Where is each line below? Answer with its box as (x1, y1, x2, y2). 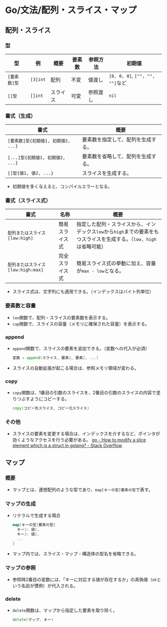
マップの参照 (5, 564, 36, 571)
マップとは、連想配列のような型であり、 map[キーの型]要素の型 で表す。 (12, 487, 153, 493)
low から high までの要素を (96, 228, 154, 235)
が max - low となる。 (76, 267, 124, 274)
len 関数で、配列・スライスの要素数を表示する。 (12, 314, 111, 320)
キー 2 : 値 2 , (17, 532, 40, 537)
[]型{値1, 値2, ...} (7, 170, 54, 176)
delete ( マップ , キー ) (12, 618, 54, 623)
